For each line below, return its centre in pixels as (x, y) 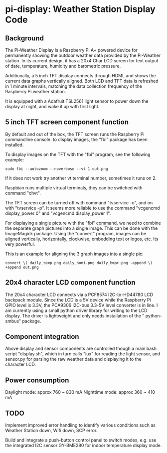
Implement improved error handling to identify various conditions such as (81, 425)
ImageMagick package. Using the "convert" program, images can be (76, 233)
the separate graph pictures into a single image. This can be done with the (82, 228)
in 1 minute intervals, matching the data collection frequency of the (74, 86)
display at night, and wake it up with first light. (52, 106)
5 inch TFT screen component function (67, 122)
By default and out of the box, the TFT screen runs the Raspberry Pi (75, 134)
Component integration (42, 337)
